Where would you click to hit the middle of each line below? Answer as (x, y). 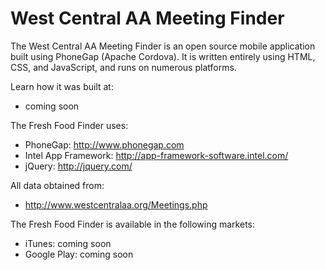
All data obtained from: (57, 185)
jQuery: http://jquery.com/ (78, 166)
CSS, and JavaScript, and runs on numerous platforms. (123, 67)
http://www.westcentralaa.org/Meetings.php (116, 204)
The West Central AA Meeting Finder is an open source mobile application (163, 46)
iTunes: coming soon (68, 243)
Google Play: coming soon (79, 254)
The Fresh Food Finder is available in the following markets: (132, 224)
